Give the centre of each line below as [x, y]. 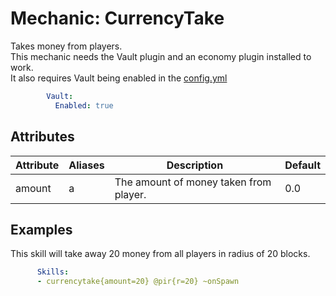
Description [195, 165]
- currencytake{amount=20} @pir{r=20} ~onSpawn [138, 282]
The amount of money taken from [193, 182]
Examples [41, 229]
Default [302, 165]
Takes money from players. [66, 46]
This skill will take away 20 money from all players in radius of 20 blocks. [160, 254]
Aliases [86, 165]
